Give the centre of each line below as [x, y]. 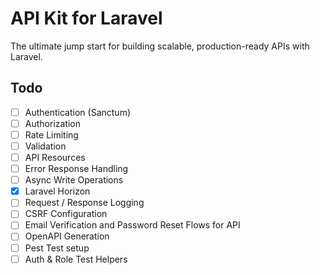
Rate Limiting [51, 134]
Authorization [52, 123]
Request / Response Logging [84, 203]
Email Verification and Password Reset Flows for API [132, 225]
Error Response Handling [76, 169]
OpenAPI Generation [67, 236]
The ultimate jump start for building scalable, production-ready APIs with [160, 46]
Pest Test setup [57, 248]
